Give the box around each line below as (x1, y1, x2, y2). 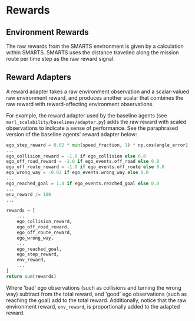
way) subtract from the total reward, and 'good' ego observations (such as (6, 290, 187, 297)
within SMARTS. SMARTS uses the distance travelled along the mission (6, 49, 179, 56)
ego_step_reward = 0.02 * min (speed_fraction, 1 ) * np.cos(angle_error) (6, 142, 189, 148)
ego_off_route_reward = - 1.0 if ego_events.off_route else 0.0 (6, 164, 165, 170)
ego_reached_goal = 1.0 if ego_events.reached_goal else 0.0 (6, 181, 160, 186)
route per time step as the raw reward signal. (6, 55, 115, 62)
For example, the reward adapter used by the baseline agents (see (6, 112, 167, 119)
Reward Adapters (6, 72, 72, 83)
